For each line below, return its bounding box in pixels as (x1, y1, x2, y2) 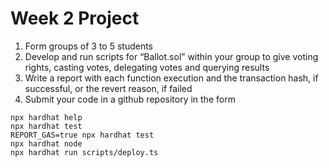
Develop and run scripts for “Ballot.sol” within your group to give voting (24, 50, 319, 62)
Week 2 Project (10, 7, 140, 30)
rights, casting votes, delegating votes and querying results (24, 61, 270, 73)
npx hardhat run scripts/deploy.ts (10, 147, 159, 157)
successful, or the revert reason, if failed (24, 82, 193, 94)
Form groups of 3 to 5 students (24, 40, 153, 52)
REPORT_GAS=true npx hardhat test (10, 130, 155, 140)
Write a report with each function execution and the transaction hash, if (24, 72, 319, 84)
